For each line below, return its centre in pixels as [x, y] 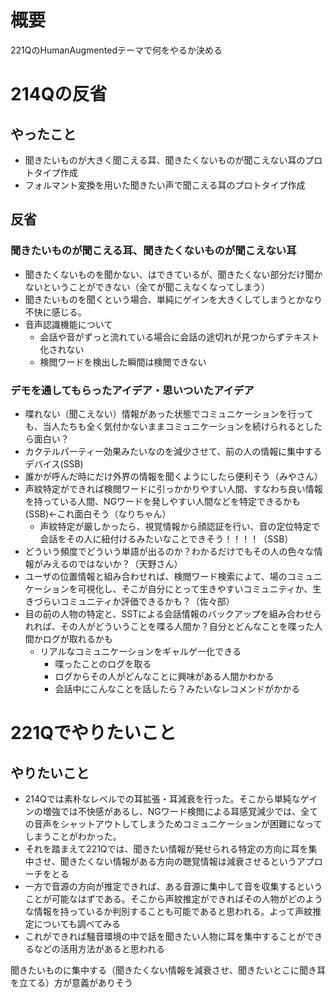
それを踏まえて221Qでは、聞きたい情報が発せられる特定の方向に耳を [166, 848]
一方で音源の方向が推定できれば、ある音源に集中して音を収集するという [173, 886]
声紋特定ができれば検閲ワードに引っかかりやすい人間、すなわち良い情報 [173, 488]
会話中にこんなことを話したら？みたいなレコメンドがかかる [177, 688]
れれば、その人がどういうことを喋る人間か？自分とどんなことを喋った [169, 626]
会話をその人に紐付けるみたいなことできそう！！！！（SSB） [166, 538]
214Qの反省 [59, 94]
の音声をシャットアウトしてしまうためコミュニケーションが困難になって [173, 823]
